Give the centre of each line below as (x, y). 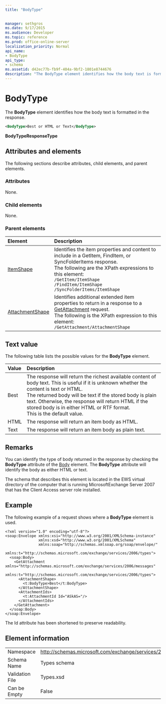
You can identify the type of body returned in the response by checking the (82, 459)
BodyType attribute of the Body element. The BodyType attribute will (76, 464)
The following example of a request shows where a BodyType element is (80, 517)
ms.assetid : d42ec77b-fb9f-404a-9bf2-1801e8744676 (58, 70)
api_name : (15, 51)
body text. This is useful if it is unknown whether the (87, 383)
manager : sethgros (24, 23)
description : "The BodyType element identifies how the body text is (78, 74)
